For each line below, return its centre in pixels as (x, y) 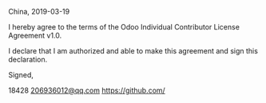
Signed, (21, 75)
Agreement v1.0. (35, 36)
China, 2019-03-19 (39, 12)
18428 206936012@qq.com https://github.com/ (87, 90)
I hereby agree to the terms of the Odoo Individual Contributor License (124, 27)
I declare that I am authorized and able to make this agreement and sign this (133, 51)
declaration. (28, 59)
